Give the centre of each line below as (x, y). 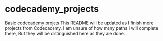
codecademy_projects (52, 9)
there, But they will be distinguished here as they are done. (65, 33)
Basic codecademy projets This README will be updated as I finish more (79, 23)
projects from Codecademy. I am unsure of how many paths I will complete (82, 28)
